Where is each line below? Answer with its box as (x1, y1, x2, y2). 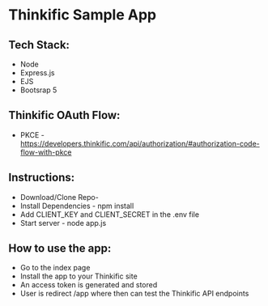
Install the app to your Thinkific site (19, 271, 138, 281)
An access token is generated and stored (19, 280, 158, 290)
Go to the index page (19, 263, 91, 273)
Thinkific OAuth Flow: (8, 108, 121, 122)
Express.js (19, 68, 55, 78)
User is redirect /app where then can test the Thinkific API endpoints (19, 289, 249, 299)
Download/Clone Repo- (19, 192, 99, 202)
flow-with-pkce (19, 147, 72, 157)
